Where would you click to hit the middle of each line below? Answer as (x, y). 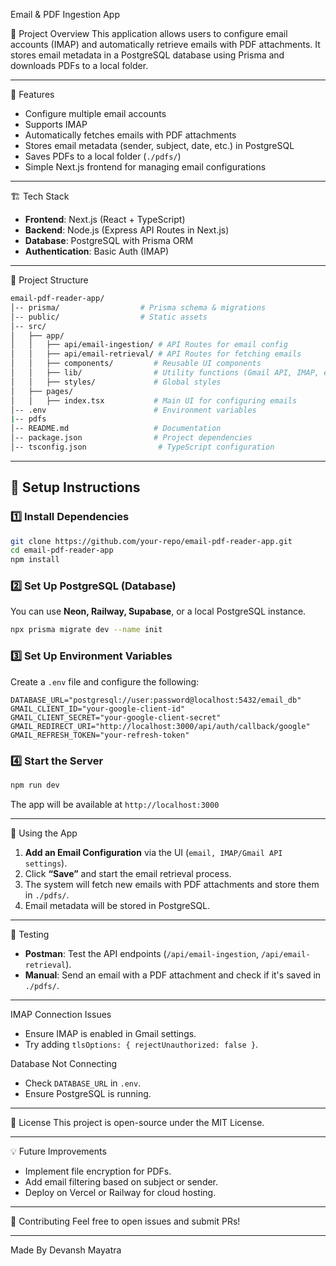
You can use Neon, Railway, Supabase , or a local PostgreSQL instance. (158, 611)
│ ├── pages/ (42, 391)
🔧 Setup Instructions (75, 487)
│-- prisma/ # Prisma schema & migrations (138, 307)
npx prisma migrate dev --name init (86, 630)
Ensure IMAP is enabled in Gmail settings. (110, 1033)
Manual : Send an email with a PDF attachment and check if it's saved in (173, 975)
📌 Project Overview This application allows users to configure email (149, 33)
